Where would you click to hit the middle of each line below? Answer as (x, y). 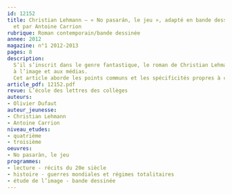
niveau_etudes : (29, 129)
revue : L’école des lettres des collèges (68, 91)
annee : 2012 (24, 39)
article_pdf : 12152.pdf (41, 84)
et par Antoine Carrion (47, 26)
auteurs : (20, 98)
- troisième (24, 142)
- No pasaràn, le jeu (38, 155)
